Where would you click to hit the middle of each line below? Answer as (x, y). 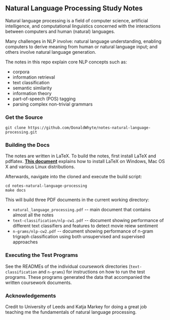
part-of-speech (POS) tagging (44, 99)
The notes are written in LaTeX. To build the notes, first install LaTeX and (81, 156)
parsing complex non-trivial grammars (53, 104)
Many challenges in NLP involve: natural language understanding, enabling (83, 41)
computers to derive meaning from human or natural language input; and (81, 46)
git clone (16, 128)
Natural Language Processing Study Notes (74, 8)
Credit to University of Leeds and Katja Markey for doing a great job (76, 307)
